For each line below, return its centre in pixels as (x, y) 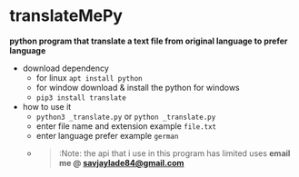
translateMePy (66, 16)
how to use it (47, 106)
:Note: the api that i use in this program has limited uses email (174, 153)
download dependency (65, 68)
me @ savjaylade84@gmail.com (121, 162)
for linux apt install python (89, 77)
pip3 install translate (81, 98)
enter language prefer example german (107, 135)
